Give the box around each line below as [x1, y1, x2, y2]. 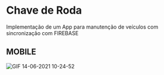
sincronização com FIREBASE [6, 29, 79, 36]
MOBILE [6, 47, 37, 57]
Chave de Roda [6, 4, 82, 17]
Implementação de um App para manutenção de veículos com [6, 23, 159, 30]
